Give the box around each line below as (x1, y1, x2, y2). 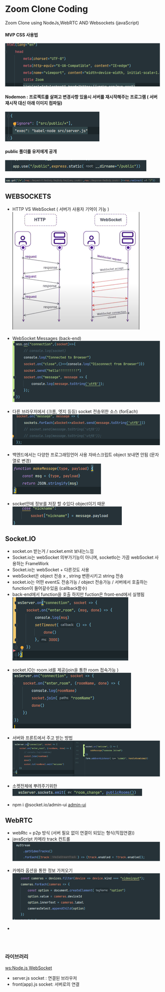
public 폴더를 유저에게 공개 (5, 149, 57, 154)
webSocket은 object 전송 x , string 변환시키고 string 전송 (12, 573, 124, 579)
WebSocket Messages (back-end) (12, 335, 82, 341)
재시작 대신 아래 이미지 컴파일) (5, 100, 62, 106)
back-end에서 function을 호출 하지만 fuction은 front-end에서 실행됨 (12, 591, 145, 598)
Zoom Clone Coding (5, 3, 88, 15)
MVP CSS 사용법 (5, 32, 38, 38)
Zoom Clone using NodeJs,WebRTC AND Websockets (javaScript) (5, 20, 139, 26)
